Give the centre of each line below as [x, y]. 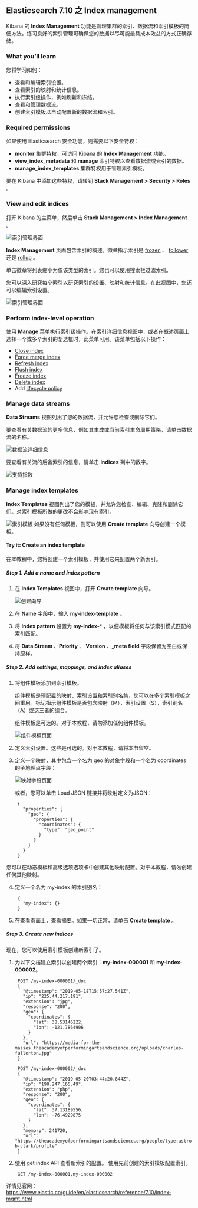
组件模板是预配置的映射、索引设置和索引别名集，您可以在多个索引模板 [100, 695]
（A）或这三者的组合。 [42, 710]
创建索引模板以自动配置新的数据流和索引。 [66, 112]
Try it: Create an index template [46, 545]
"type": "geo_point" [69, 830]
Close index [29, 351]
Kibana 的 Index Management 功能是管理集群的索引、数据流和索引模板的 [95, 26]
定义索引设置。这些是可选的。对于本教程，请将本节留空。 [84, 747]
